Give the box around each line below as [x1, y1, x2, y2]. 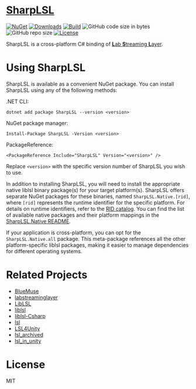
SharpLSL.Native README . [6, 217, 71, 224]
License [6, 358, 46, 371]
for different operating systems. [6, 247, 82, 255]
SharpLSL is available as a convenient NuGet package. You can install [6, 80, 174, 87]
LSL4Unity [14, 325, 40, 332]
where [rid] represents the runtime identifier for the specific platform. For [6, 199, 185, 206]
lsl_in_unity [14, 337, 42, 344]
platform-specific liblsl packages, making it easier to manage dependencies [6, 241, 189, 248]
